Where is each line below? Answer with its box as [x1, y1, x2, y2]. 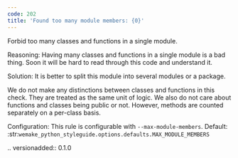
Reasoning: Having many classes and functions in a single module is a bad [7, 51, 226, 59]
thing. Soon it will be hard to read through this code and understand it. [7, 58, 213, 66]
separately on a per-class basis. [7, 108, 102, 117]
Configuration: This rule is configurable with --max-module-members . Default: [7, 122, 228, 130]
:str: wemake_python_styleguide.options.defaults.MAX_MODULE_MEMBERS [7, 130, 210, 138]
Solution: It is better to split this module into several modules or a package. [7, 72, 226, 80]
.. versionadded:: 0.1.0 [7, 143, 72, 152]
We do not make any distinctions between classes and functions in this [7, 85, 215, 94]
